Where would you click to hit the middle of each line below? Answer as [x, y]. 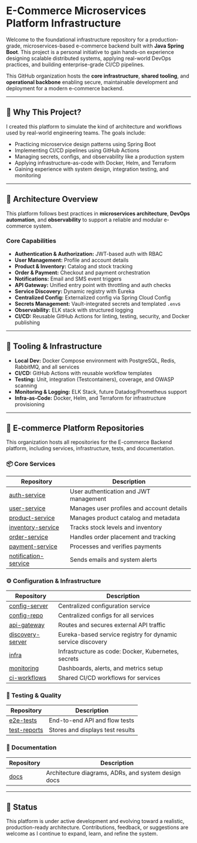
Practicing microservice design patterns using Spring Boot [85, 144]
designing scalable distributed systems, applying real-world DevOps [89, 58]
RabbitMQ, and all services [47, 367]
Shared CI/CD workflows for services [109, 678]
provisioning [30, 404]
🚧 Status [22, 807]
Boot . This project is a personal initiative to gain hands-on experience [90, 52]
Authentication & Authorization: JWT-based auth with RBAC [89, 254]
